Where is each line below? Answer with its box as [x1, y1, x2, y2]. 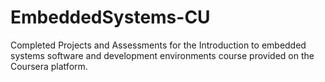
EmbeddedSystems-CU [10, 6, 211, 29]
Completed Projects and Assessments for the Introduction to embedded [10, 39, 307, 51]
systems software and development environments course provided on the [10, 49, 315, 61]
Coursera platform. [10, 60, 88, 72]
